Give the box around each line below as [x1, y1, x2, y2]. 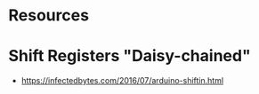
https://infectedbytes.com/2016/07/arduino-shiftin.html [20, 75, 224, 86]
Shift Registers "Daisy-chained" [8, 46, 251, 67]
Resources [8, 5, 90, 26]
